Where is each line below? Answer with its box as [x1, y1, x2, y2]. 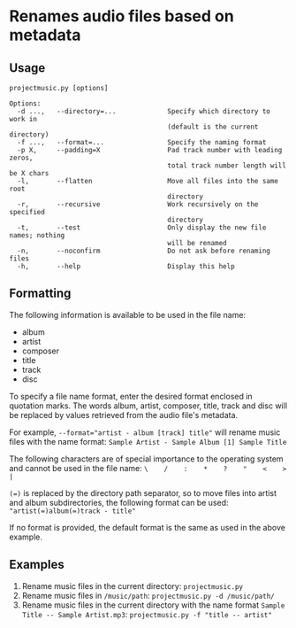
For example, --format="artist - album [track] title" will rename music [9, 427, 281, 438]
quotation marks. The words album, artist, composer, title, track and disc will [9, 400, 288, 411]
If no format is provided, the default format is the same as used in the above [9, 522, 285, 532]
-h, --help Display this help [17, 262, 236, 271]
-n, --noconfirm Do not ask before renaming [17, 246, 271, 255]
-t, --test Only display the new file [17, 223, 267, 232]
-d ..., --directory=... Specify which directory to [17, 107, 271, 116]
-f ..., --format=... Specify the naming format [17, 138, 267, 147]
